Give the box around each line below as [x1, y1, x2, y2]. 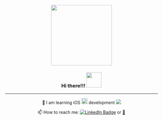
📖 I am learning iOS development [42, 100, 115, 105]
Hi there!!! [61, 82, 86, 89]
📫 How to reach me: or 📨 [37, 109, 126, 115]
